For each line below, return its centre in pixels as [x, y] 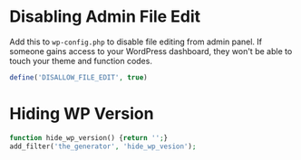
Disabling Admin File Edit [105, 17]
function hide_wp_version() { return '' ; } [89, 137]
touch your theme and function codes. [81, 61]
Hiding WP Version [82, 114]
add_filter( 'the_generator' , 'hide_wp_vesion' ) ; [103, 146]
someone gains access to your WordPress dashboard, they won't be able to [151, 51]
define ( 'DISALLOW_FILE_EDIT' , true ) [78, 77]
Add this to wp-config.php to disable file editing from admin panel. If [136, 42]
